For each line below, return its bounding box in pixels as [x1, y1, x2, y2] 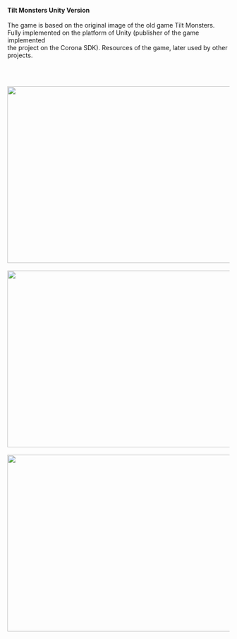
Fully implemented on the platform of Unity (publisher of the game [7, 28, 200, 37]
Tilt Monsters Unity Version [7, 6, 90, 14]
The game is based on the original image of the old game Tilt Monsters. [7, 21, 215, 29]
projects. [7, 51, 33, 59]
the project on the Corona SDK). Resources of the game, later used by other [7, 44, 228, 52]
